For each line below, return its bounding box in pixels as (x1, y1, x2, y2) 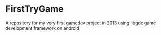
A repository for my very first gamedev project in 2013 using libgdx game (5, 20, 156, 26)
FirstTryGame (5, 3, 64, 15)
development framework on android (5, 25, 79, 31)
